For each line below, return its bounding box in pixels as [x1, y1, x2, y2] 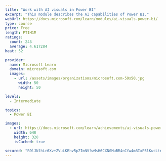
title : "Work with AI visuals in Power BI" [5, 7, 96, 12]
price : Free [5, 26, 30, 31]
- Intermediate [9, 98, 41, 104]
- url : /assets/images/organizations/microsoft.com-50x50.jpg [14, 76, 145, 81]
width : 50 [18, 80, 39, 85]
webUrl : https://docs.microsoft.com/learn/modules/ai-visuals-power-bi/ [5, 16, 158, 21]
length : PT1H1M [5, 30, 37, 35]
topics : [5, 107, 21, 113]
